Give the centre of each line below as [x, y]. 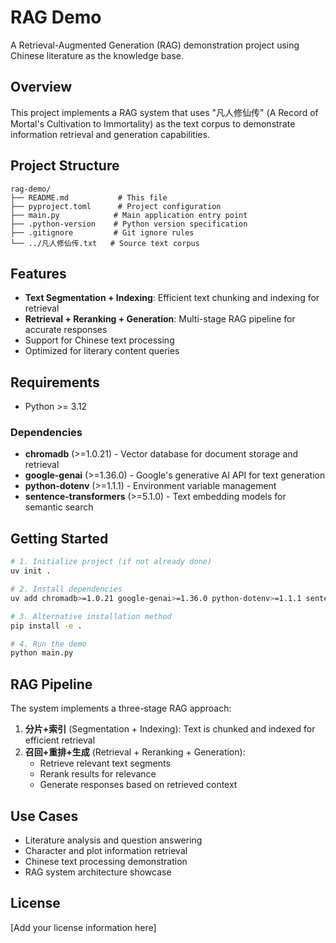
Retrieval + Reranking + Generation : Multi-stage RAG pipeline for [160, 319]
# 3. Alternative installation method [91, 616]
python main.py [42, 653]
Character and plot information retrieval [106, 850]
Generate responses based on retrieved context [138, 785]
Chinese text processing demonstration [106, 861]
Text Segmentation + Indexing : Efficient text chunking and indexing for [172, 298]
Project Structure [65, 166]
